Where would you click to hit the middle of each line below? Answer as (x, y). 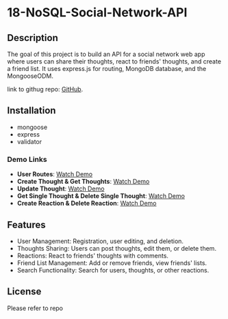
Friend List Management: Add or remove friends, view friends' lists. (112, 263)
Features (26, 224)
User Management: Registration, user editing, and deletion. (100, 241)
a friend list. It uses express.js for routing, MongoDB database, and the (107, 69)
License (24, 292)
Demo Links (27, 159)
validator (29, 141)
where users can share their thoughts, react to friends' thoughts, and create (114, 61)
